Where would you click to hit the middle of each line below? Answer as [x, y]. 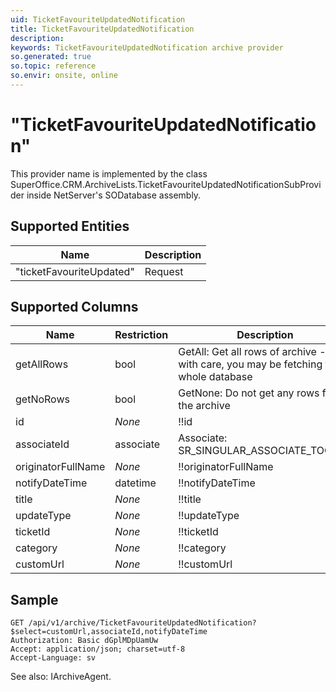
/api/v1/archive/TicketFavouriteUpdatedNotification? [142, 623]
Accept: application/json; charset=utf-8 [98, 649]
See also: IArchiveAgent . [61, 677]
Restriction [141, 335]
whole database [215, 377]
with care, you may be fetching [250, 364]
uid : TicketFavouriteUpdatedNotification [98, 19]
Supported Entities [70, 226]
